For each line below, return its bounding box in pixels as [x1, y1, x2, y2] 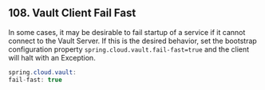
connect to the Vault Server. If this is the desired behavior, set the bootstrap [8, 36, 257, 45]
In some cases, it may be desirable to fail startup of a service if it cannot [8, 27, 246, 37]
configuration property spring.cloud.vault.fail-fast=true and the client [8, 44, 250, 54]
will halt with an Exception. [8, 53, 96, 62]
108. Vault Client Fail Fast [8, 6, 136, 20]
